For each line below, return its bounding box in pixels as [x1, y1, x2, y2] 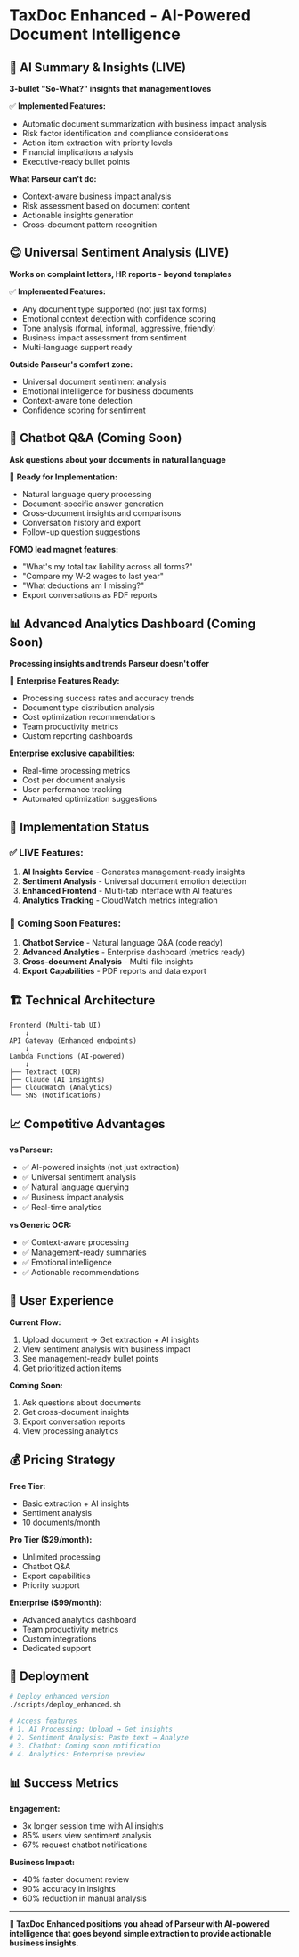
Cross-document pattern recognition [21, 219, 158, 230]
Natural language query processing [21, 488, 152, 499]
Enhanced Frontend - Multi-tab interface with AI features [21, 886, 233, 897]
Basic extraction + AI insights [21, 1498, 130, 1509]
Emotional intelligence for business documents [21, 385, 194, 397]
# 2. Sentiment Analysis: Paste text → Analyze [9, 1732, 190, 1742]
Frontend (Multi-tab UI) [9, 1021, 101, 1030]
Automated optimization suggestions [21, 794, 158, 805]
